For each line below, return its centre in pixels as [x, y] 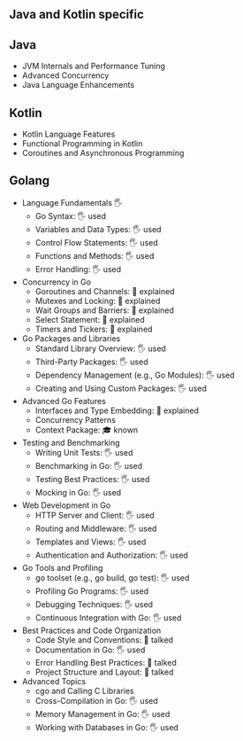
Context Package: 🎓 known [87, 430]
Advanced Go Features [64, 401]
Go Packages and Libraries [71, 338]
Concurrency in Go [56, 282]
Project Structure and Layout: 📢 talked [104, 672]
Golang [30, 181]
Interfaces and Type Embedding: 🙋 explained [117, 410]
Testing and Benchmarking [71, 442]
